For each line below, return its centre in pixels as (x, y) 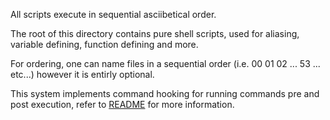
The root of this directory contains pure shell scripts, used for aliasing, (155, 33)
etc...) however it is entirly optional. (82, 74)
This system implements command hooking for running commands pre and (165, 93)
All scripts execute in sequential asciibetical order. (113, 14)
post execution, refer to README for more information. (122, 104)
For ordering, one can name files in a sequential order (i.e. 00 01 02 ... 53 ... (165, 63)
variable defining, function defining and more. (104, 44)
